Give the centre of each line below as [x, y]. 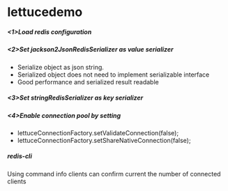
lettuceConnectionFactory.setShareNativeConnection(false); [104, 140]
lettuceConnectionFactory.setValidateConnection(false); [98, 132]
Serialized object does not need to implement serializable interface [113, 75]
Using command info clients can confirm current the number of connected [114, 174]
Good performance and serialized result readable [88, 82]
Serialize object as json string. [61, 67]
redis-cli [20, 156]
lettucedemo [45, 12]
